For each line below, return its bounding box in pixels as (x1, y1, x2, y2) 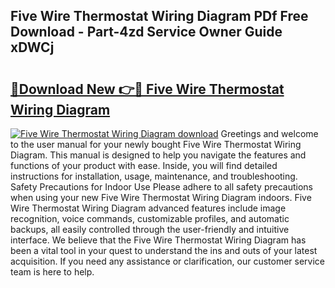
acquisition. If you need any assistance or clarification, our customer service (10, 255, 326, 267)
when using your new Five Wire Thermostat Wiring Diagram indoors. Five (10, 192, 312, 203)
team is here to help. (10, 266, 95, 278)
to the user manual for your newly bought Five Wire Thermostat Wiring (10, 139, 302, 150)
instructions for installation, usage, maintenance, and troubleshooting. (10, 170, 298, 182)
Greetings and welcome (220, 128, 319, 139)
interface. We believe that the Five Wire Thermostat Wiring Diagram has (10, 234, 307, 246)
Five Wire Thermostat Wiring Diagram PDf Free (10, 8, 309, 25)
